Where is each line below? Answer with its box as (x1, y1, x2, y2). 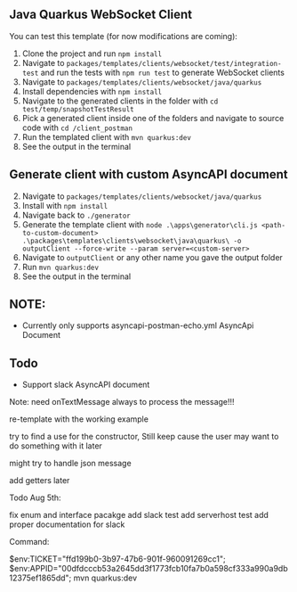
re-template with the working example (9, 414, 149, 424)
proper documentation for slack (9, 519, 125, 530)
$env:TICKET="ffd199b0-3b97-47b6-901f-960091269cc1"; (9, 554, 226, 564)
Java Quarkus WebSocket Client (9, 7, 193, 22)
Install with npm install (21, 200, 108, 210)
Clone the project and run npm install (21, 48, 163, 59)
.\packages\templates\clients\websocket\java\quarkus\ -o (21, 236, 242, 245)
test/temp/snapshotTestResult (21, 104, 135, 114)
